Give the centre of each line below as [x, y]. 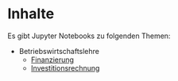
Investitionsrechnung [65, 67]
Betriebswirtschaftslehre [59, 51]
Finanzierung [52, 60]
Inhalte [31, 14]
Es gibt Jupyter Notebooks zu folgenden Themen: [89, 36]
